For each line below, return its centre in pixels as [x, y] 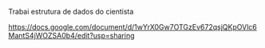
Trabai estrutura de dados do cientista [71, 12]
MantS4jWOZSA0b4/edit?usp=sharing [71, 36]
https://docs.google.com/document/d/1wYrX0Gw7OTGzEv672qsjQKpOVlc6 [132, 27]
